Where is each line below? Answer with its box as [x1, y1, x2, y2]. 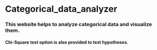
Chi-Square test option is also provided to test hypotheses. [5, 39, 129, 45]
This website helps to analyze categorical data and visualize [5, 21, 152, 28]
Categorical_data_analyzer [5, 3, 118, 15]
